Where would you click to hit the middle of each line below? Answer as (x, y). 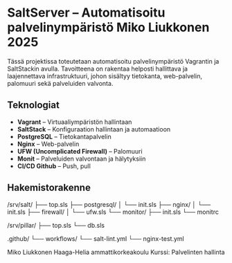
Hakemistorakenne (49, 188)
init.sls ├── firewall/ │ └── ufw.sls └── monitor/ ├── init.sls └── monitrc (113, 212)
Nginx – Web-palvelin (48, 144)
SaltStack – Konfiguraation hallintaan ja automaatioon (94, 129)
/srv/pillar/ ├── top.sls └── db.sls (56, 225)
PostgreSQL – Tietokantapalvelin (64, 136)
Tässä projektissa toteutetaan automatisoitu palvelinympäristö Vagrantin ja (113, 61)
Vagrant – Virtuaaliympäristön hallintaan (74, 122)
